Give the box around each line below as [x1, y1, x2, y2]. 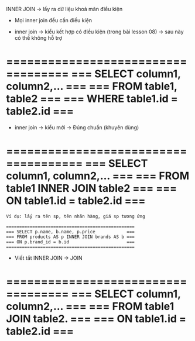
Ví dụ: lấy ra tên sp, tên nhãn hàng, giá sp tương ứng [6, 213, 145, 219]
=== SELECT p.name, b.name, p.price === [6, 229, 135, 235]
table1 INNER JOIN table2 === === [6, 182, 177, 195]
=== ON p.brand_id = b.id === [6, 239, 135, 245]
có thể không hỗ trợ [14, 35, 63, 41]
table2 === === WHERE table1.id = [6, 92, 179, 105]
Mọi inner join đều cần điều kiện [14, 17, 93, 23]
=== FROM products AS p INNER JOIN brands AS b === [6, 234, 135, 240]
